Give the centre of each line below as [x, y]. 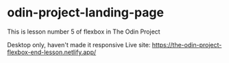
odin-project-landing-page [86, 13]
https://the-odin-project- [187, 45]
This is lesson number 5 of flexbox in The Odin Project [84, 32]
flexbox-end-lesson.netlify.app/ [52, 52]
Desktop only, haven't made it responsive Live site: [79, 45]
